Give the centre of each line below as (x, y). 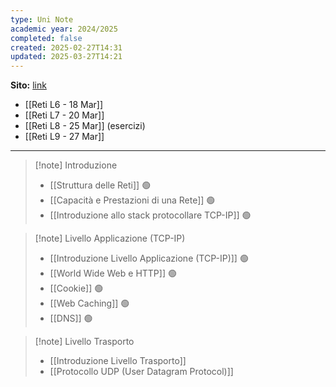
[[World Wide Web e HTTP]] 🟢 (113, 273)
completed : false (46, 38)
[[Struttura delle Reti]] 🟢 (100, 185)
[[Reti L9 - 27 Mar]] (64, 137)
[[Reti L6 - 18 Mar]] (64, 105)
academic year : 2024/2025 (64, 29)
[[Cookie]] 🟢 (76, 288)
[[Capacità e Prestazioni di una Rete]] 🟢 (132, 200)
